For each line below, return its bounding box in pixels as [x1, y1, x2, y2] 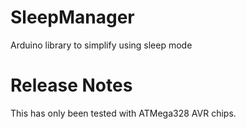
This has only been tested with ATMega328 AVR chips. [10, 107, 237, 119]
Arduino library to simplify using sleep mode [10, 39, 193, 51]
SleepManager [10, 6, 135, 29]
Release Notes [10, 74, 133, 97]
